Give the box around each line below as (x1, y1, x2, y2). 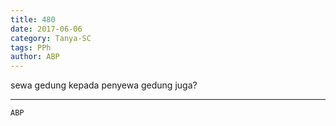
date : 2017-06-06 (10, 24, 83, 34)
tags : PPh (10, 42, 52, 53)
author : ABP (10, 52, 60, 62)
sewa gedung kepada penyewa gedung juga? (10, 79, 198, 91)
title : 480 (10, 14, 56, 25)
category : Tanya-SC (10, 33, 92, 43)
